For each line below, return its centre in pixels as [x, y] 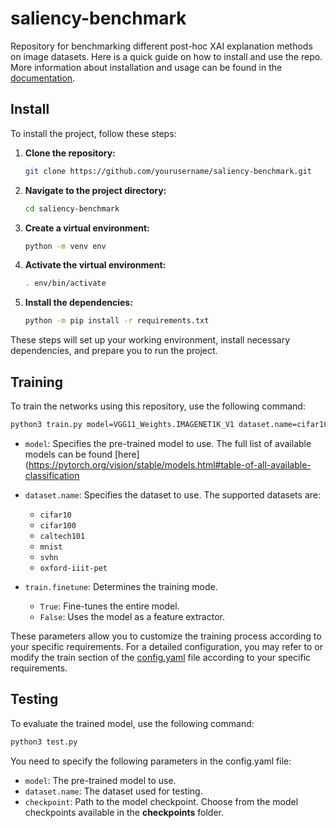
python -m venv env [65, 246]
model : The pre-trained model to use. [100, 780]
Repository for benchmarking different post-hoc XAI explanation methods [161, 46]
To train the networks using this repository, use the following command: [158, 406]
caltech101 [62, 536]
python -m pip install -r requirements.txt [117, 321]
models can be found [68, 454]
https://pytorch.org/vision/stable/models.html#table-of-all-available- [170, 464]
